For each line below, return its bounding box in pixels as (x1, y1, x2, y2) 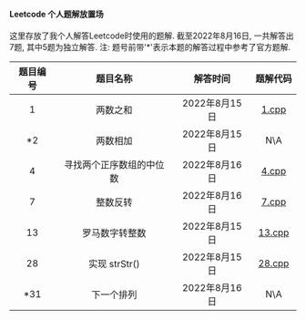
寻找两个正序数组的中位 (63, 159, 165, 171)
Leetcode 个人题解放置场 (9, 8, 104, 19)
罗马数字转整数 (81, 227, 147, 240)
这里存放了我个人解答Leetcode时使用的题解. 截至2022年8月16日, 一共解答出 (9, 30, 294, 41)
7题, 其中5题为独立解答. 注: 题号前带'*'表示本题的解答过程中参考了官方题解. (9, 42, 291, 53)
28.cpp (258, 257, 290, 270)
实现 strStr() (87, 258, 140, 271)
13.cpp (258, 226, 290, 239)
